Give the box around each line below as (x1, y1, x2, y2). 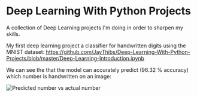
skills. (6, 30, 20, 37)
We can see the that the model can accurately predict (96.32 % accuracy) (6, 66, 189, 73)
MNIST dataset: (6, 48, 45, 55)
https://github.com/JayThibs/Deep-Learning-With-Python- (46, 48, 190, 55)
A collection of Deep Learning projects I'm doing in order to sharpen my (6, 24, 184, 31)
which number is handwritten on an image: (6, 72, 112, 80)
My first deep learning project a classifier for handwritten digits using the (6, 42, 186, 49)
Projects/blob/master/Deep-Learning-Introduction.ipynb (6, 54, 145, 62)
